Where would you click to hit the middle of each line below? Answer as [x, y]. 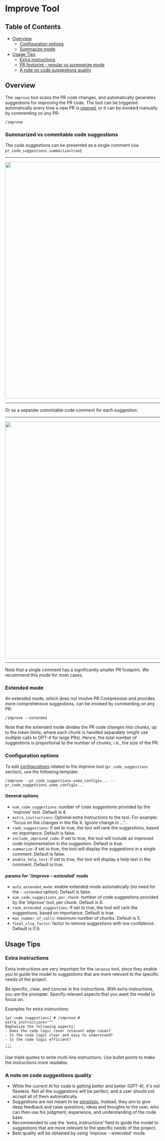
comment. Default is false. [39, 854]
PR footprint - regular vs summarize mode [62, 65]
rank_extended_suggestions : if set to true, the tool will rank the [75, 908]
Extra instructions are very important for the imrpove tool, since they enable [81, 968]
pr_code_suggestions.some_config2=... [45, 785]
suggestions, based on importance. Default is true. [63, 913]
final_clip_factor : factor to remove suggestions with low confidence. [83, 923]
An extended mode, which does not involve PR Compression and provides [80, 698]
